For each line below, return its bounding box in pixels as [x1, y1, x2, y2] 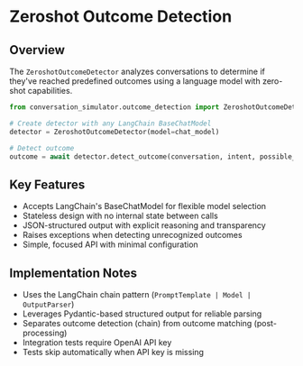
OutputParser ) [22, 299, 75, 309]
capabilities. [27, 86, 73, 96]
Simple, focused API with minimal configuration [22, 239, 198, 250]
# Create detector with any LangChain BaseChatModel [9, 119, 212, 128]
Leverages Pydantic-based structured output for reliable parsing [22, 308, 262, 319]
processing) [22, 327, 68, 338]
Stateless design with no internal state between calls [22, 210, 218, 222]
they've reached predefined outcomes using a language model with [9, 76, 261, 87]
